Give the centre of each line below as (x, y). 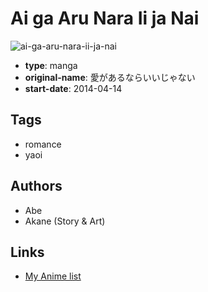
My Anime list (53, 276)
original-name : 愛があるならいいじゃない (110, 77)
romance (43, 144)
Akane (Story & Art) (65, 221)
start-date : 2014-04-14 (73, 88)
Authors (36, 186)
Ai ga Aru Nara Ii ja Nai (105, 18)
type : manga (51, 65)
